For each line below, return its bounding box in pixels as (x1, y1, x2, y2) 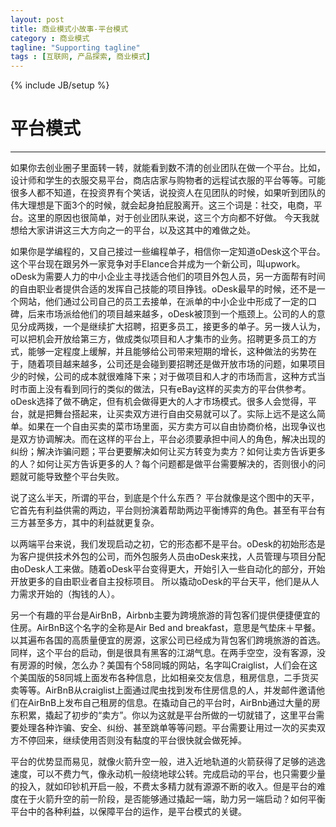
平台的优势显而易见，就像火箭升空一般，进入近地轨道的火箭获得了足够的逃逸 (10, 756, 326, 768)
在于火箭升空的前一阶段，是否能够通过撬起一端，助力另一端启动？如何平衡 (18, 793, 326, 805)
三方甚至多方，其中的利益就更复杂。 (10, 517, 160, 529)
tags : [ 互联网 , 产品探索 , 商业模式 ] (10, 52, 151, 62)
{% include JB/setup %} (10, 79, 110, 91)
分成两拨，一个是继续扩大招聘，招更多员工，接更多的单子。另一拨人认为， (18, 321, 326, 333)
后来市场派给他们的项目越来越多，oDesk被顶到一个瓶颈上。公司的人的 (27, 308, 317, 320)
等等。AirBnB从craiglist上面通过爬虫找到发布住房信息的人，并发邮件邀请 (18, 684, 317, 696)
